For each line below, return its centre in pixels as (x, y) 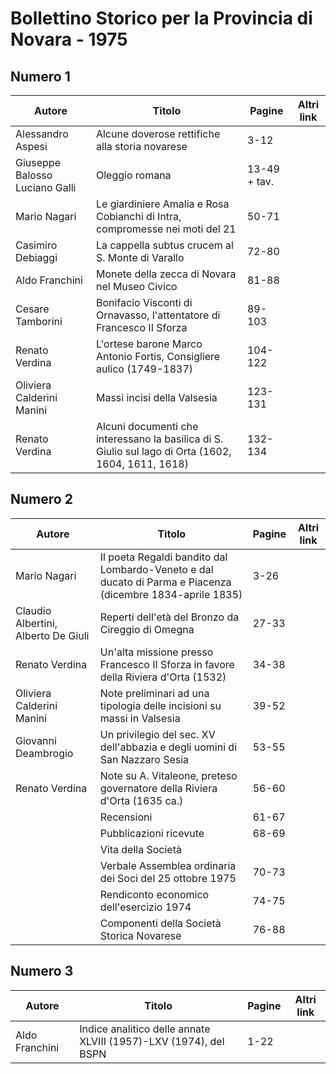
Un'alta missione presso (156, 652)
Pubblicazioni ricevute (152, 833)
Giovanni (36, 740)
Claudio (33, 610)
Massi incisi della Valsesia (156, 397)
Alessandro (42, 134)
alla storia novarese (141, 146)
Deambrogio (44, 753)
